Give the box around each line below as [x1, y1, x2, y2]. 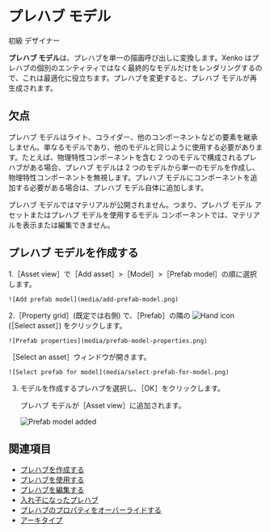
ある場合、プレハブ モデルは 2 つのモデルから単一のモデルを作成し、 [29, 163, 260, 172]
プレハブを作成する [19, 465, 85, 475]
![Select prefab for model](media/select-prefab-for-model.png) [8, 368, 230, 376]
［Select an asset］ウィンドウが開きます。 [8, 352, 151, 361]
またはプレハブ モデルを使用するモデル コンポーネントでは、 [29, 209, 232, 219]
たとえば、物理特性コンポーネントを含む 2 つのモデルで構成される [21, 152, 243, 162]
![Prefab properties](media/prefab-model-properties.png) [8, 336, 208, 344]
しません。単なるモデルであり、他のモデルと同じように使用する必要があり [8, 142, 256, 152]
